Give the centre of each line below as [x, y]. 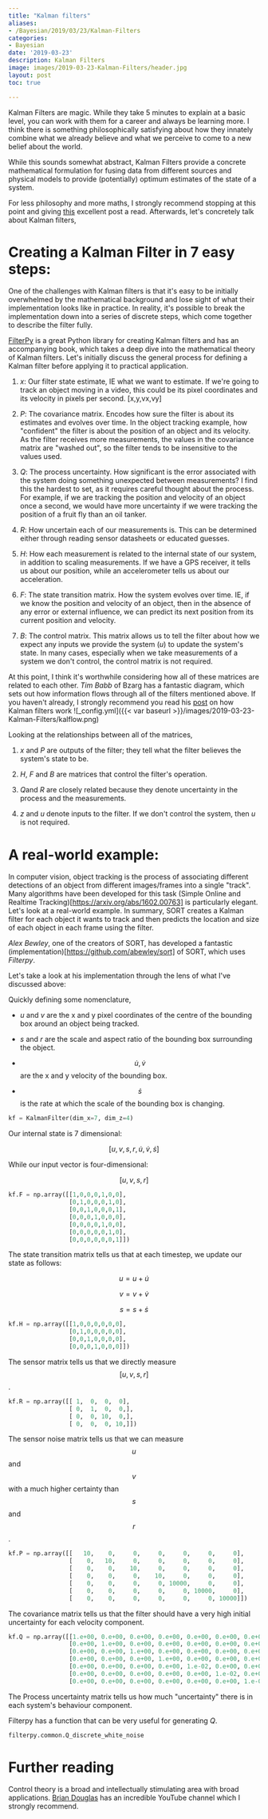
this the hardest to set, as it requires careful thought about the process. [137, 489]
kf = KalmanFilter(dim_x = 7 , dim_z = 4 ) [71, 1119]
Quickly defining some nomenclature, [70, 999]
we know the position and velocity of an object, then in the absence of [135, 604]
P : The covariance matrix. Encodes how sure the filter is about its [127, 414]
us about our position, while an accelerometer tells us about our [124, 571]
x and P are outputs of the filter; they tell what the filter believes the [130, 750]
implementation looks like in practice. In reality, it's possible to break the [127, 308]
